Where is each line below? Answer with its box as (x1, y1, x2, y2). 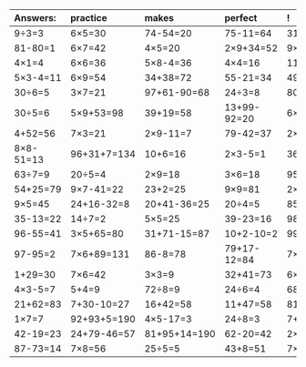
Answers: (14, 12, 56, 24)
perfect (224, 12, 258, 24)
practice (70, 12, 107, 24)
